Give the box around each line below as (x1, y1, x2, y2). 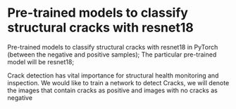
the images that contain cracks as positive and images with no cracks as (7, 86, 218, 94)
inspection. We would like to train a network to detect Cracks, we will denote (7, 78, 230, 87)
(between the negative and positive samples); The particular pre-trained (7, 50, 217, 59)
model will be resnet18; (7, 57, 75, 66)
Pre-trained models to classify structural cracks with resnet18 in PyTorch (7, 43, 218, 51)
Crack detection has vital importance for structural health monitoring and (7, 71, 219, 80)
